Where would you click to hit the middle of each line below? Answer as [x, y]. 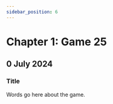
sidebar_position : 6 [32, 12]
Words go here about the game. [46, 94]
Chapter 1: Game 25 [56, 41]
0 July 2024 [30, 64]
